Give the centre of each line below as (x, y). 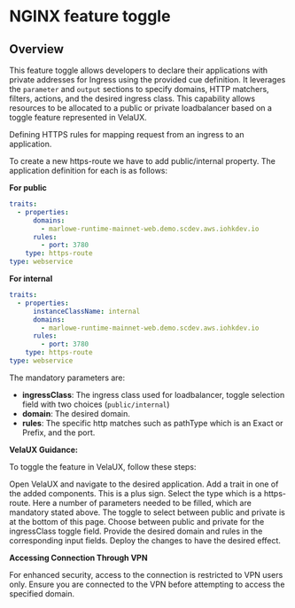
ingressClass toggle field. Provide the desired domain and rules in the (136, 531)
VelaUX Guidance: (43, 449)
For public (28, 187)
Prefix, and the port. (58, 433)
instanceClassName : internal (86, 311)
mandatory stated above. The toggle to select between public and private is (147, 512)
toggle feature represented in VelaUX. (78, 117)
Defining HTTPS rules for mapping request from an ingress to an (127, 134)
